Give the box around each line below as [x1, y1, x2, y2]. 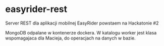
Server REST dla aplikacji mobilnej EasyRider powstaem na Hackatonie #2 [5, 20, 159, 26]
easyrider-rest [5, 3, 67, 15]
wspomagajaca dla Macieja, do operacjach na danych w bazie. [5, 35, 136, 41]
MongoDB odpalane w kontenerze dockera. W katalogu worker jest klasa [5, 29, 157, 35]
